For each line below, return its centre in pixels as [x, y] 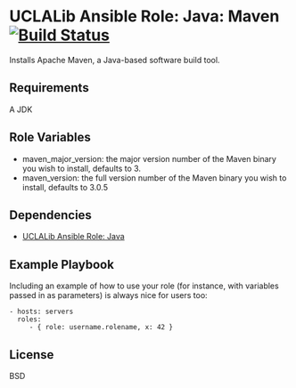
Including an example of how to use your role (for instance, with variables [144, 286]
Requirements [49, 88]
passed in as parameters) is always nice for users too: [108, 295]
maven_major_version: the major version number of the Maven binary [149, 158]
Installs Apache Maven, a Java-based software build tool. [115, 60]
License [32, 355]
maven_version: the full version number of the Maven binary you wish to [154, 178]
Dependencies [50, 215]
